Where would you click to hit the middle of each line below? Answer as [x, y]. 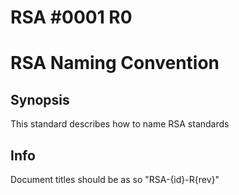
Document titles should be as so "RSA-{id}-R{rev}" [115, 179]
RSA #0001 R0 [71, 17]
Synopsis [40, 99]
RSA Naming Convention [115, 63]
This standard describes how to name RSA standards [120, 124]
